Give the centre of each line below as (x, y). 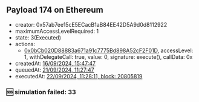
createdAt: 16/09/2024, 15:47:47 (55, 63)
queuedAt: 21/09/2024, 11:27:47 (55, 70)
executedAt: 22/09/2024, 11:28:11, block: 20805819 (79, 76)
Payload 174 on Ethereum (55, 10)
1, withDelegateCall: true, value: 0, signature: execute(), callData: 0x (108, 56)
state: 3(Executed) (38, 37)
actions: (25, 44)
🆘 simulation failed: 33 (41, 92)
